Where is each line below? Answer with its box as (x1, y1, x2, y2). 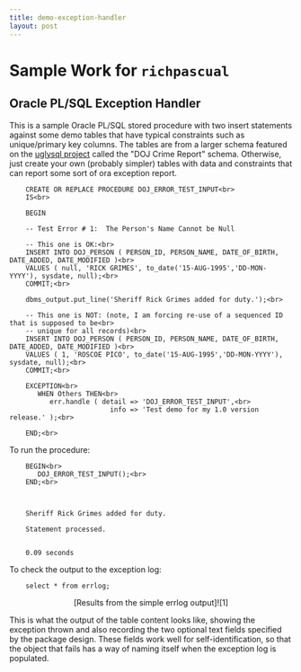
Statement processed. (25, 525, 106, 534)
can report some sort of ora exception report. (9, 167, 178, 178)
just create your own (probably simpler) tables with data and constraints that (9, 158, 293, 169)
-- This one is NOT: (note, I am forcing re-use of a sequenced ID (25, 311, 283, 320)
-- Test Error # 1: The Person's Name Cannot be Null (25, 224, 235, 234)
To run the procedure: (9, 444, 91, 455)
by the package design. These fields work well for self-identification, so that (9, 633, 292, 644)
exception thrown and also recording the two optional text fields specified (9, 623, 282, 634)
